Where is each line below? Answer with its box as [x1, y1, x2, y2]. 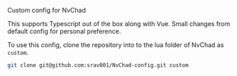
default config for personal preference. [7, 27, 121, 35]
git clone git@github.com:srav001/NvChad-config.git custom [7, 62, 189, 69]
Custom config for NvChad [7, 6, 87, 14]
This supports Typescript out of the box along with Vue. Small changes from [7, 20, 231, 27]
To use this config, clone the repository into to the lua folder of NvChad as [7, 41, 224, 49]
